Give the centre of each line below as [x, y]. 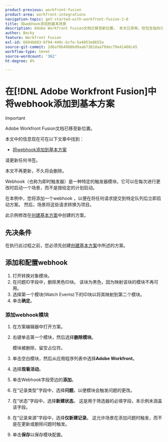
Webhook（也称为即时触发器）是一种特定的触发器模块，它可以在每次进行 [81, 182]
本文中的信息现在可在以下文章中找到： [44, 139]
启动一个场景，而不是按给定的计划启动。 [55, 188]
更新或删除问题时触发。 [45, 424]
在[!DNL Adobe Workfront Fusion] [76, 92]
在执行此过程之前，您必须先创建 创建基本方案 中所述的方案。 [66, 245]
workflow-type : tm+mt [28, 51]
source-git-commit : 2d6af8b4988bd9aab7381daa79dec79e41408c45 [71, 47]
